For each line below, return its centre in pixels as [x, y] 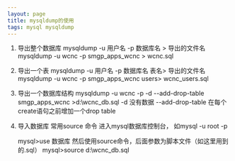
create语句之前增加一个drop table [67, 111]
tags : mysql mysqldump [41, 27]
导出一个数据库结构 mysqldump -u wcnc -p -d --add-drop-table [111, 94]
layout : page [27, 14]
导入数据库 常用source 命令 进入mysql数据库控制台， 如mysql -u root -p [122, 126]
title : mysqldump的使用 [41, 21]
